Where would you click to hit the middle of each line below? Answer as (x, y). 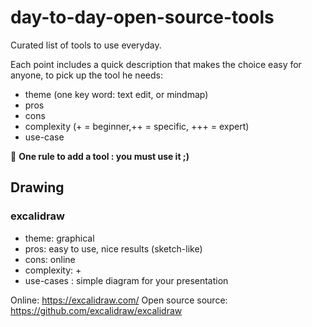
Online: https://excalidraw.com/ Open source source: (119, 300)
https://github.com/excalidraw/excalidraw (96, 310)
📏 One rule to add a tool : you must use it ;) (100, 156)
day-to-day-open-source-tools (142, 17)
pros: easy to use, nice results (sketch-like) (113, 248)
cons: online (50, 259)
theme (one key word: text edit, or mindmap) (116, 94)
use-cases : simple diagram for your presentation (126, 280)
